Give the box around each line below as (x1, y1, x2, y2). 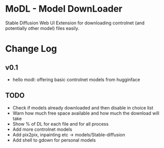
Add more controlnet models (12, 126, 72, 132)
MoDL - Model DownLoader (5, 3, 123, 15)
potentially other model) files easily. (5, 25, 79, 31)
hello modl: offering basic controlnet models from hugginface (12, 77, 140, 83)
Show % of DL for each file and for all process (12, 121, 109, 127)
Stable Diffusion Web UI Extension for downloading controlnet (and (5, 20, 145, 26)
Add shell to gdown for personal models (12, 137, 96, 143)
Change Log (5, 43, 57, 55)
